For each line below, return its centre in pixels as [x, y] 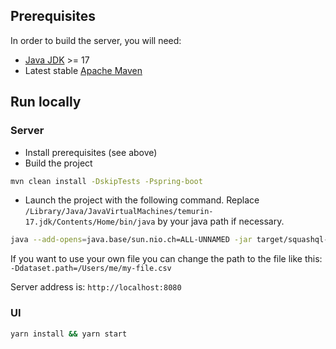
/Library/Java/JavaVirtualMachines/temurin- [119, 212]
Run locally [46, 102]
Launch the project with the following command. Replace [142, 200]
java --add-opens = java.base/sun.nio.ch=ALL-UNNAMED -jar [131, 240]
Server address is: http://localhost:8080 [96, 287]
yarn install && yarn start [69, 334]
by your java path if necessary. [221, 221]
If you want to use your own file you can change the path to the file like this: [166, 259]
